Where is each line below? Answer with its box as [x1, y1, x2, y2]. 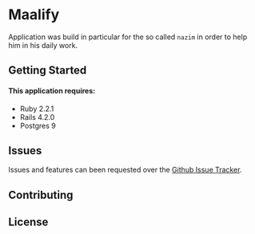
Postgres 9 [19, 121, 56, 130]
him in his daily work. [8, 40, 78, 50]
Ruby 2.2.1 [19, 104, 54, 113]
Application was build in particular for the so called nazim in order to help [8, 32, 248, 42]
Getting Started [8, 64, 87, 77]
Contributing [8, 188, 74, 201]
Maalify [8, 6, 60, 24]
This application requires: [8, 85, 96, 95]
